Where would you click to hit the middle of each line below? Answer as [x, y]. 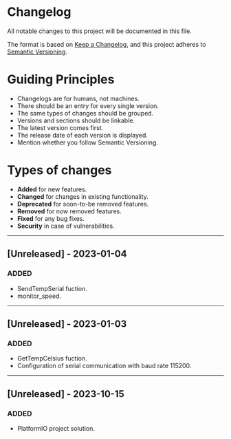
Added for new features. [52, 189]
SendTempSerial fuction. [52, 288]
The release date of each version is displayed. [82, 135]
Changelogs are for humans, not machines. [78, 98]
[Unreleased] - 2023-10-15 [66, 394]
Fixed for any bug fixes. [51, 218]
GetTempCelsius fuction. [52, 358]
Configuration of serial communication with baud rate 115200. [104, 366]
